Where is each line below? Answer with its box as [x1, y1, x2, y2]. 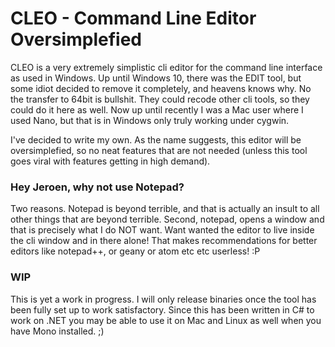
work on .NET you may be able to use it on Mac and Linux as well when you [10, 314, 322, 326]
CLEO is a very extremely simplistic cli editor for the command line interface [10, 61, 323, 73]
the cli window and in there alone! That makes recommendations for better [10, 235, 318, 247]
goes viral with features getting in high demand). [10, 155, 211, 167]
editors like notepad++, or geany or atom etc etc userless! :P [10, 245, 261, 257]
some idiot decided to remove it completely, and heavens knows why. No [10, 82, 312, 94]
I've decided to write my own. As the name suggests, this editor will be [10, 133, 302, 146]
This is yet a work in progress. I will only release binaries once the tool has [10, 293, 317, 305]
